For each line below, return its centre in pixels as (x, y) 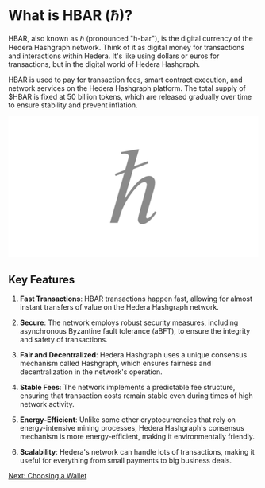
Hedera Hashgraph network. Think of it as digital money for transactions (127, 47)
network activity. (47, 404)
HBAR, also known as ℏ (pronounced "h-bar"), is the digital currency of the (131, 38)
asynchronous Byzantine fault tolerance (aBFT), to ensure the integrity (135, 331)
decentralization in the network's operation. (91, 372)
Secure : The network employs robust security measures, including (129, 322)
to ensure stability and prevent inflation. (73, 105)
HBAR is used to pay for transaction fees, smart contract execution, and (126, 80)
